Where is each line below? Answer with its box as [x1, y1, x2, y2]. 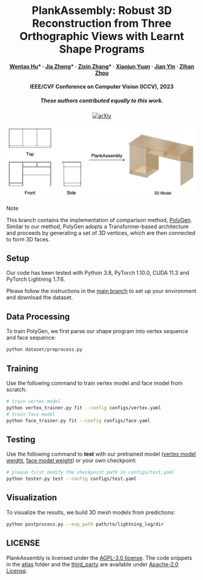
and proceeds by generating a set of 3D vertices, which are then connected [6, 229, 196, 237]
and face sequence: [6, 334, 56, 342]
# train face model [6, 411, 56, 417]
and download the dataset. [6, 294, 73, 301]
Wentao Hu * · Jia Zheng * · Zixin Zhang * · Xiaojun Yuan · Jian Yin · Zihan [9, 62, 195, 70]
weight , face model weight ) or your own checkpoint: [6, 457, 137, 464]
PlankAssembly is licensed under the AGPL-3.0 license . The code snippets [6, 554, 193, 561]
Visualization [6, 493, 58, 503]
